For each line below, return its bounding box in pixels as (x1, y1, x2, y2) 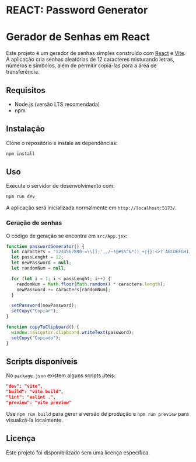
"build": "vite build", (6, 389, 64, 395)
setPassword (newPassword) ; (11, 302, 77, 309)
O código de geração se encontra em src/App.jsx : (6, 232, 128, 239)
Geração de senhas (6, 219, 62, 227)
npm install (6, 150, 35, 157)
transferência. (6, 68, 40, 75)
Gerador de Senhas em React (6, 30, 150, 44)
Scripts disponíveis (6, 357, 78, 366)
